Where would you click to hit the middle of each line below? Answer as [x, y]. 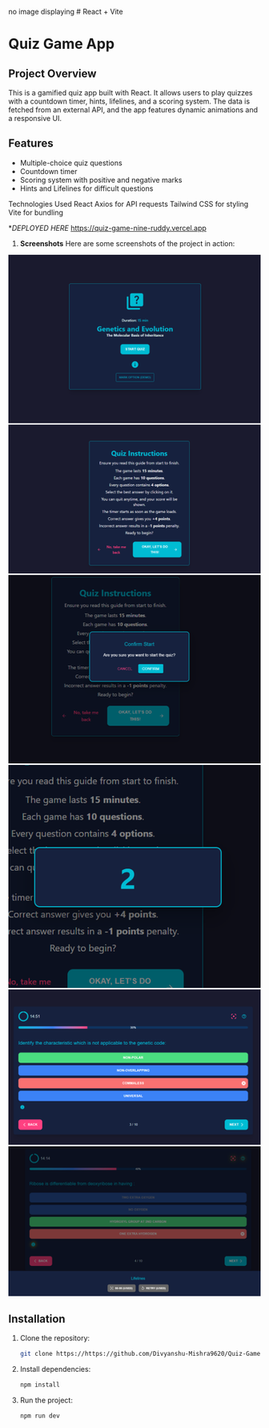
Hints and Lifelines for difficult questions [86, 188]
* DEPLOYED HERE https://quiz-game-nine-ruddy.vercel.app [107, 228]
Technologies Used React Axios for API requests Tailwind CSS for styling [128, 204]
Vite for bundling [36, 212]
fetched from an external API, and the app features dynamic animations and [133, 110]
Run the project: [46, 1400]
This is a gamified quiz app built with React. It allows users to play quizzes [130, 93]
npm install [40, 1385]
